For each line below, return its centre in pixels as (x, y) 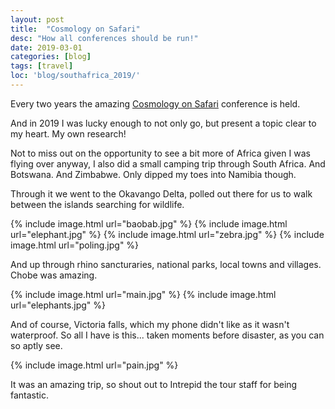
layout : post (37, 19)
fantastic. (29, 395)
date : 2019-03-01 (46, 47)
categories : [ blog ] (51, 57)
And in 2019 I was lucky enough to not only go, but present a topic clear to (163, 123)
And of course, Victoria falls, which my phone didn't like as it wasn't (150, 324)
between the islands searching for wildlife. (97, 204)
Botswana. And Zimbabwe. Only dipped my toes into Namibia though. (153, 174)
